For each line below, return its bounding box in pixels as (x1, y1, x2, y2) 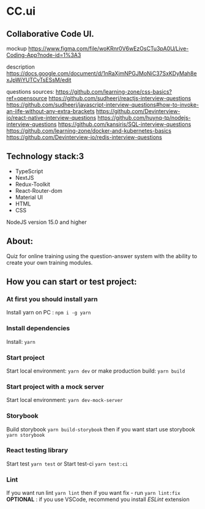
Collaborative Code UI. (6, 29, 95, 39)
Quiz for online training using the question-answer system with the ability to (6, 252, 198, 259)
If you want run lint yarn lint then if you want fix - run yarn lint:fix (6, 489, 181, 497)
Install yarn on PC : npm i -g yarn (6, 309, 91, 316)
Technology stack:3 (6, 151, 84, 162)
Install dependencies (6, 324, 70, 333)
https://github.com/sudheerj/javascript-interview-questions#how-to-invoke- (6, 101, 199, 108)
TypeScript (15, 167, 43, 175)
